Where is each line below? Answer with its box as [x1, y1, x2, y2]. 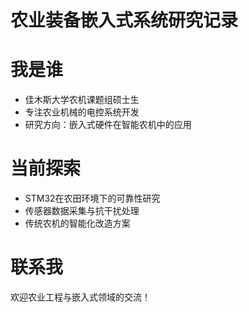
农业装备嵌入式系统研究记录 [10, 9, 239, 32]
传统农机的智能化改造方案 [24, 217, 131, 230]
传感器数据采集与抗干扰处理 [24, 205, 140, 217]
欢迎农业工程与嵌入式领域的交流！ [10, 291, 151, 303]
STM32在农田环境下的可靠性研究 [24, 192, 161, 205]
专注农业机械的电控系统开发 [24, 106, 140, 118]
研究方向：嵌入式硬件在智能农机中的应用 [24, 119, 192, 131]
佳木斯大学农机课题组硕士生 [24, 94, 140, 106]
